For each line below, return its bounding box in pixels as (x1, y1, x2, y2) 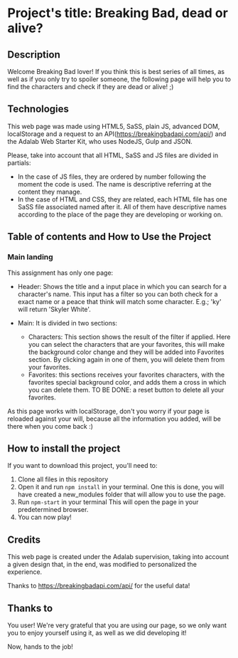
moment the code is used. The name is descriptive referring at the (17, 179, 212, 188)
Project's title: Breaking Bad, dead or (7, 5, 229, 21)
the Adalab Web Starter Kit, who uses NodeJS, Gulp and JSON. (7, 137, 193, 145)
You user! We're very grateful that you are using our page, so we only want (7, 621, 227, 630)
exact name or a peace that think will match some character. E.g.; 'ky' (17, 297, 222, 305)
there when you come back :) (7, 422, 94, 430)
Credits (7, 533, 41, 545)
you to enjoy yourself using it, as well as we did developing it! (7, 628, 187, 637)
